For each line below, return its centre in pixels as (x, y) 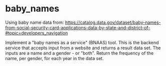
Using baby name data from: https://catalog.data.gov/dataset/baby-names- (83, 22)
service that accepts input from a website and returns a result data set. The (83, 48)
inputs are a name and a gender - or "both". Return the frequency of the (79, 53)
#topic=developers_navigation (37, 33)
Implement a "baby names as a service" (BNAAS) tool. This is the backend (82, 42)
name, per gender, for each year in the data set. (54, 58)
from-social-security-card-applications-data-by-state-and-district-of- (78, 27)
